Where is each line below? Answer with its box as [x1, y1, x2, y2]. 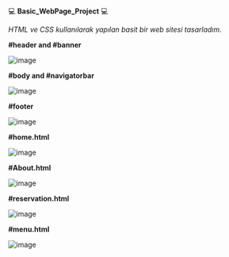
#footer [8, 102, 34, 111]
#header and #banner [8, 40, 82, 49]
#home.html [8, 132, 50, 141]
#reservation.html [8, 194, 70, 203]
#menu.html [8, 224, 50, 234]
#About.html [8, 163, 52, 172]
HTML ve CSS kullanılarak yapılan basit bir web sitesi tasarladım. [8, 25, 222, 34]
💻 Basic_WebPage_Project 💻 [8, 6, 109, 16]
